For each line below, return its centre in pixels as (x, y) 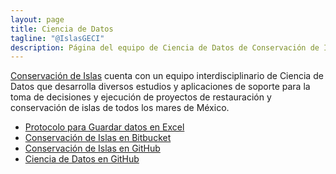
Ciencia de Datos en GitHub (82, 159)
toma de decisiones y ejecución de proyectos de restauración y (141, 97)
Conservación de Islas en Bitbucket (98, 138)
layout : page (37, 19)
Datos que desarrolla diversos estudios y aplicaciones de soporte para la (160, 87)
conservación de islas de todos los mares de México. (120, 108)
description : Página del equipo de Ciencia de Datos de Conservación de (165, 47)
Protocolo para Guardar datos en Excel (104, 127)
